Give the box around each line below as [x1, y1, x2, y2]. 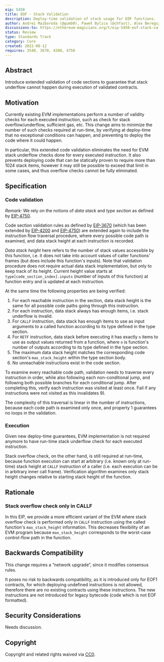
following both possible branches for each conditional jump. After [5, 379, 137, 385]
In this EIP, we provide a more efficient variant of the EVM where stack [5, 514, 147, 520]
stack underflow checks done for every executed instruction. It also [5, 152, 141, 158]
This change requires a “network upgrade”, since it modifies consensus [5, 562, 149, 568]
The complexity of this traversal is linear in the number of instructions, [5, 399, 146, 405]
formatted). [5, 597, 28, 603]
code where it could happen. [5, 137, 63, 143]
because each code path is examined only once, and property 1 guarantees [5, 404, 157, 411]
